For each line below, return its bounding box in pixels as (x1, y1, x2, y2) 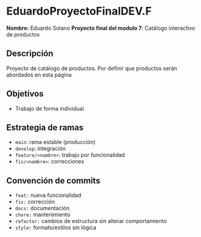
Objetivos (6, 89, 44, 99)
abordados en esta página (6, 71, 72, 78)
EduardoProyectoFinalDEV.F (6, 4, 152, 18)
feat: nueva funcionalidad (15, 191, 82, 199)
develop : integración (15, 145, 66, 153)
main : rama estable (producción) (15, 139, 96, 146)
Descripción (6, 49, 53, 59)
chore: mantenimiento (15, 211, 71, 218)
